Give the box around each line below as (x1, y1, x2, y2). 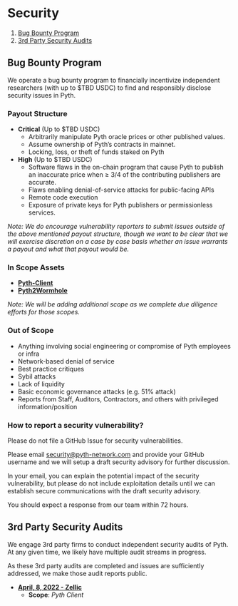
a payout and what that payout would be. (7, 245, 130, 254)
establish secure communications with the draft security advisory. (7, 486, 201, 495)
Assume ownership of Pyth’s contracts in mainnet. (28, 140, 176, 149)
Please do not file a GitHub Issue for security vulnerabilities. (7, 436, 183, 445)
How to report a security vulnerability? (7, 420, 144, 430)
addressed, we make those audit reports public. (7, 569, 148, 577)
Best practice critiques (17, 364, 84, 373)
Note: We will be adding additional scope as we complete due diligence (7, 300, 218, 309)
